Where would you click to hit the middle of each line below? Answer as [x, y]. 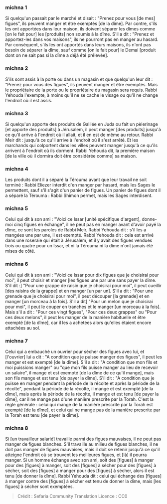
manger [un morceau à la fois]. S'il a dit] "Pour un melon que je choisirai [79, 301]
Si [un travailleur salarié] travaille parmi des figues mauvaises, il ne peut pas [83, 439]
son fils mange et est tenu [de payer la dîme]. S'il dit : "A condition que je [80, 378]
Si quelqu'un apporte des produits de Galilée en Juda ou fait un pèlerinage [82, 124]
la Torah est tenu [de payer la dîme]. [42, 415]
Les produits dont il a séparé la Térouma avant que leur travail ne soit [76, 180]
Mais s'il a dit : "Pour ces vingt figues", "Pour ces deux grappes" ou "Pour [81, 312]
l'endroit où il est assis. [29, 100]
